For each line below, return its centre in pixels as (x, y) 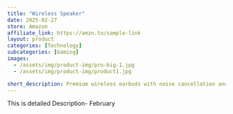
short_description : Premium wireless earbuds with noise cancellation (111, 84)
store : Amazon (28, 26)
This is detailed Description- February (61, 104)
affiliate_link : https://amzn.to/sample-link (74, 33)
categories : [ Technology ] (44, 46)
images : (18, 59)
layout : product (31, 39)
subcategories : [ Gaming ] (43, 53)
